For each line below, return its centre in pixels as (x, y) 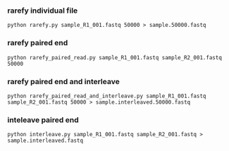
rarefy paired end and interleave (63, 81)
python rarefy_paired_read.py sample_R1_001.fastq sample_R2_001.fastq (114, 58)
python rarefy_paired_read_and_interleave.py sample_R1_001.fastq (107, 96)
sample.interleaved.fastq (45, 141)
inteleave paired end (43, 120)
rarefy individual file (43, 11)
